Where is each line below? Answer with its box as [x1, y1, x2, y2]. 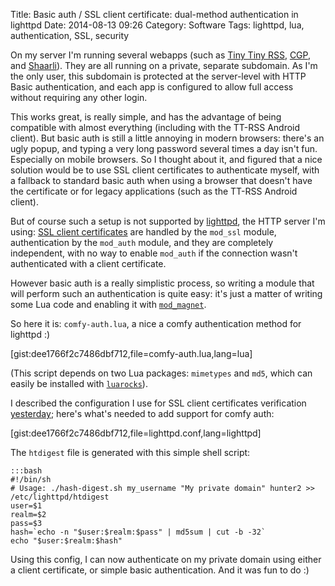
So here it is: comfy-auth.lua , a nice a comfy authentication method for [10, 318, 302, 329]
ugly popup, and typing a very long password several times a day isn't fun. [10, 143, 318, 154]
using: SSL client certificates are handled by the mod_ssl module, [10, 226, 277, 238]
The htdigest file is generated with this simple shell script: [10, 447, 251, 458]
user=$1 [10, 501, 43, 511]
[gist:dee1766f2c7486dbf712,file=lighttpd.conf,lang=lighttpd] [10, 427, 262, 439]
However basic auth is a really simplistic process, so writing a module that [10, 277, 315, 289]
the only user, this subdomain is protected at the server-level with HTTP [10, 70, 307, 82]
